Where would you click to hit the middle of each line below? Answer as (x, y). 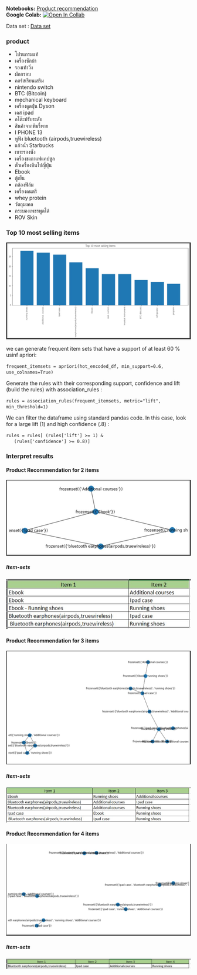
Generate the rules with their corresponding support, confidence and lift (93, 383)
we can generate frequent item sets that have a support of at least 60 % (93, 348)
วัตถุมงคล (24, 204)
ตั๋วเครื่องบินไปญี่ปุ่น (33, 165)
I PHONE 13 (28, 132)
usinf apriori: (21, 355)
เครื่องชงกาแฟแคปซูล (35, 159)
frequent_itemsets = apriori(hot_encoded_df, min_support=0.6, (85, 366)
